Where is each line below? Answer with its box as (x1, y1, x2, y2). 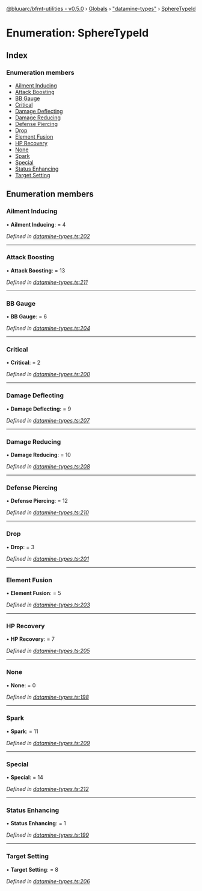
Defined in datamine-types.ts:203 (6, 601, 90, 608)
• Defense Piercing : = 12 (6, 497, 68, 505)
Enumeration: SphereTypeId (6, 27, 149, 40)
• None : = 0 (6, 681, 36, 689)
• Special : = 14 (6, 774, 44, 781)
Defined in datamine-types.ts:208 (6, 463, 90, 470)
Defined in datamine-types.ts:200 (6, 371, 90, 378)
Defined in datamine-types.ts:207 (6, 417, 90, 424)
